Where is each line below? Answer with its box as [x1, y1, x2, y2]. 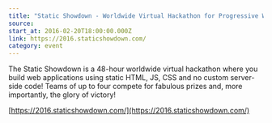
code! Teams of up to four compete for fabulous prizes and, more [23, 82, 243, 91]
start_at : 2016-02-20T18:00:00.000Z [8, 27, 132, 35]
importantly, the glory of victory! [8, 90, 116, 100]
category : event [8, 42, 63, 50]
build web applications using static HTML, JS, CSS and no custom [8, 73, 229, 83]
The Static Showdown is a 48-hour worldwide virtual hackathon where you [8, 64, 258, 74]
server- [230, 73, 255, 83]
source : [8, 19, 35, 28]
